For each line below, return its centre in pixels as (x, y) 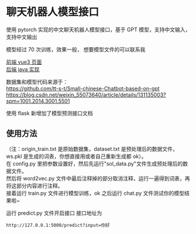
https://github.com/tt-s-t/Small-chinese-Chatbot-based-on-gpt (83, 88)
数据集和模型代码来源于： (37, 82)
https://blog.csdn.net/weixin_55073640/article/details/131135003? (86, 94)
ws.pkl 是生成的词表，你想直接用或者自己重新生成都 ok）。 (77, 156)
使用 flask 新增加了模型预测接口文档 (49, 113)
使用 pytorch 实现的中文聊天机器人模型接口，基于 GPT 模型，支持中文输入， (98, 29)
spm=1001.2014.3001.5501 (38, 101)
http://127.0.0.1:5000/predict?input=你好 (58, 225)
